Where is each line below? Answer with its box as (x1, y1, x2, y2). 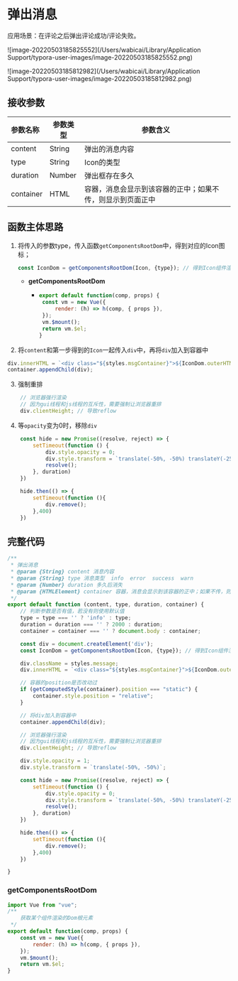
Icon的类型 (84, 157, 120, 167)
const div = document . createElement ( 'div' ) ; (20, 640, 154, 647)
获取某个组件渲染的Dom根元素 (20, 914, 93, 922)
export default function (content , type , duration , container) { (7, 601, 204, 608)
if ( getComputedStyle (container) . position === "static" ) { (20, 686, 198, 693)
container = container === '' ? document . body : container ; (20, 627, 201, 634)
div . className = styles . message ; (20, 660, 119, 667)
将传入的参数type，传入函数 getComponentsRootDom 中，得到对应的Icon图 (17, 241, 225, 249)
